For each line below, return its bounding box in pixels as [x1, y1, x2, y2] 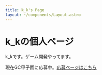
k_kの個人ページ [5, 36, 74, 47]
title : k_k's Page [5, 7, 44, 13]
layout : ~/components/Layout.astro [5, 12, 81, 17]
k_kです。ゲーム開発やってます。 [5, 54, 74, 60]
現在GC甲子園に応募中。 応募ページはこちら [5, 64, 97, 70]
